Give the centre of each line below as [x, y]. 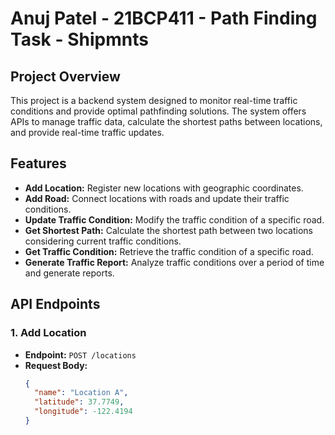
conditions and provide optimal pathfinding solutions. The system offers [158, 111]
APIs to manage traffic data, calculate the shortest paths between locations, [166, 121]
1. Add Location [48, 333]
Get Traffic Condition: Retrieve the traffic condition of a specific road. [169, 251]
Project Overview [65, 76]
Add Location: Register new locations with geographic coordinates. [164, 188]
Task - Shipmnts [79, 39]
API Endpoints [55, 304]
